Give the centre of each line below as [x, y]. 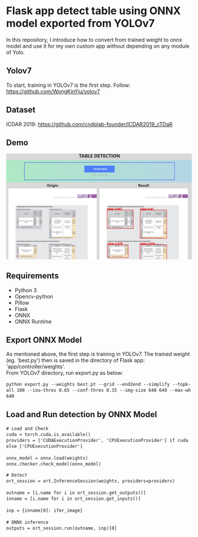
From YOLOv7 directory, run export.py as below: [65, 373]
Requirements [32, 276]
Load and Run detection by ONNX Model [82, 414]
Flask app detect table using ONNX [93, 11]
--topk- [182, 385]
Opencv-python [34, 296]
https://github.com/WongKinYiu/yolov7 [53, 91]
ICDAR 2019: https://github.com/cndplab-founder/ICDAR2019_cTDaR [89, 124]
